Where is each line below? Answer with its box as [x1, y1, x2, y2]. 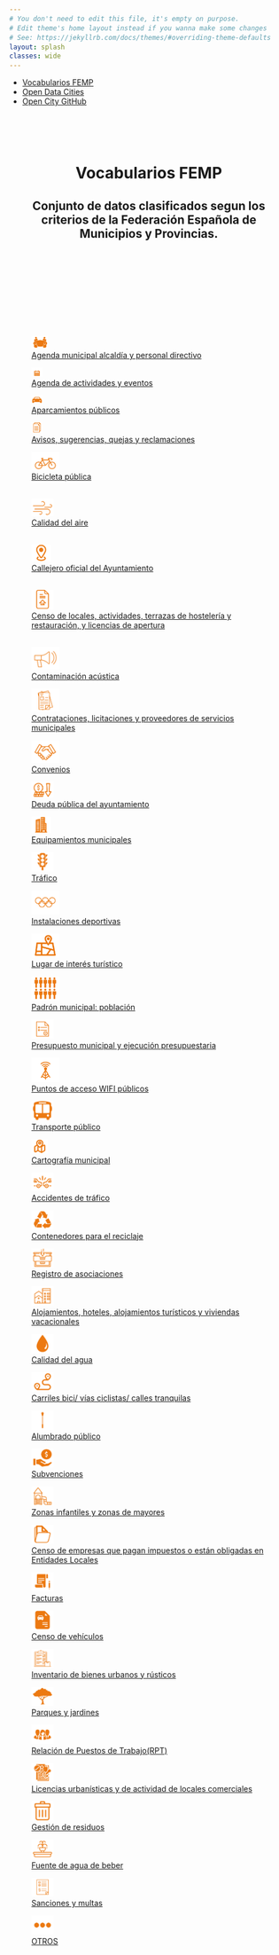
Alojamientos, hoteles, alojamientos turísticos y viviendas [31, 1307, 240, 1317]
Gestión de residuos [31, 1822, 105, 1833]
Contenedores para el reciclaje [31, 1230, 143, 1241]
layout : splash [9, 43, 66, 51]
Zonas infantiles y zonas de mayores [31, 1507, 166, 1518]
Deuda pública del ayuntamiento [31, 798, 150, 809]
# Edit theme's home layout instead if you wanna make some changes [9, 23, 267, 33]
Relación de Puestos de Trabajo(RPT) [31, 1746, 168, 1756]
